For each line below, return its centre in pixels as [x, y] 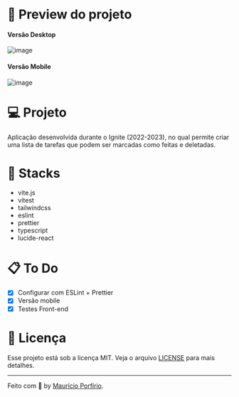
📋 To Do [33, 268]
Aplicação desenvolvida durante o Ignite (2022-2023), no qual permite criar [118, 137]
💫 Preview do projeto [70, 15]
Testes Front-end [43, 309]
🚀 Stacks [34, 173]
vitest [26, 200]
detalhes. [21, 365]
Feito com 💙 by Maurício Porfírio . [55, 386]
